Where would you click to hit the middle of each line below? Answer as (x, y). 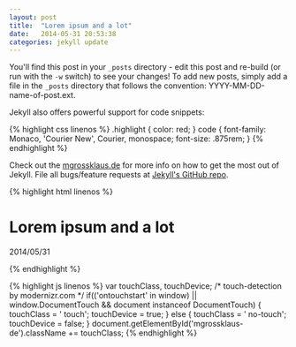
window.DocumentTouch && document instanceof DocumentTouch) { (136, 305)
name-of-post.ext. (42, 95)
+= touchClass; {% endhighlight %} (133, 333)
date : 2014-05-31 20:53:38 (63, 34)
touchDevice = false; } (49, 324)
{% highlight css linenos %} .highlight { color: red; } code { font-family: (138, 130)
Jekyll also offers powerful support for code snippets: (107, 112)
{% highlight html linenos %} (61, 192)
